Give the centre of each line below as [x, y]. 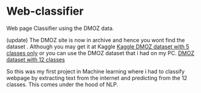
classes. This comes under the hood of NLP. [62, 84]
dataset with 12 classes [36, 59]
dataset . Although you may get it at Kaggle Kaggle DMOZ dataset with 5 [98, 46]
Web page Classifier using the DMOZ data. [60, 28]
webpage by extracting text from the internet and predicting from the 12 [97, 78]
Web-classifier [45, 11]
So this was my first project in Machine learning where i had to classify [96, 71]
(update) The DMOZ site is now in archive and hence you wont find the [96, 40]
